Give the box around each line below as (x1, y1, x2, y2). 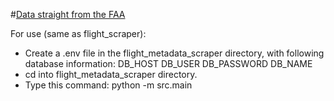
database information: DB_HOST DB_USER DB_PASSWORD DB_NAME (24, 58, 313, 69)
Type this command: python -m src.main (24, 79, 193, 91)
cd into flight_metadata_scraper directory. (24, 69, 198, 80)
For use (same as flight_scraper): (10, 28, 147, 39)
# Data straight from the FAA (10, 9, 126, 20)
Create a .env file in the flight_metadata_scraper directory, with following (24, 47, 325, 59)
